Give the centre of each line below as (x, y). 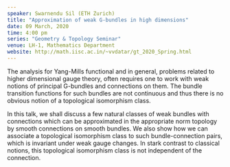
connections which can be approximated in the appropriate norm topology (112, 121)
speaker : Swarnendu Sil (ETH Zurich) (61, 13)
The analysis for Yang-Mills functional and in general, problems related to (111, 71)
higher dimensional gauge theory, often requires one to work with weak (108, 78)
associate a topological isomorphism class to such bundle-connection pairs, (115, 135)
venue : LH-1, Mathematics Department (61, 45)
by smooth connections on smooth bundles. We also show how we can (107, 129)
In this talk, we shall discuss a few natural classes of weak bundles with (108, 113)
